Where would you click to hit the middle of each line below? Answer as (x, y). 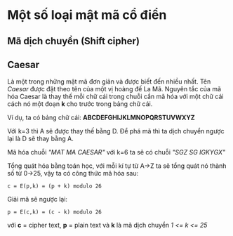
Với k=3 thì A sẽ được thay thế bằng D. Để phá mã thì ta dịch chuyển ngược (116, 131)
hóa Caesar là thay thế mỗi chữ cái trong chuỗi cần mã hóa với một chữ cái (115, 97)
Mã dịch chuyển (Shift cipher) (74, 41)
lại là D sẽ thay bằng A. (40, 139)
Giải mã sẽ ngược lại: (38, 199)
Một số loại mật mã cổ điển (87, 15)
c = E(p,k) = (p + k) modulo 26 (54, 186)
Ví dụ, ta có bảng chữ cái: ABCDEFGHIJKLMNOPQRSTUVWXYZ (101, 118)
